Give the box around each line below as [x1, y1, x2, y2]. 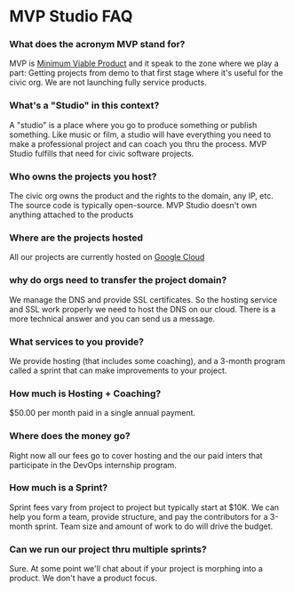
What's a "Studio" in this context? [9, 100, 160, 112]
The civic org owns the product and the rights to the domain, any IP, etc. [9, 191, 274, 201]
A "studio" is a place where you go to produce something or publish [9, 119, 258, 130]
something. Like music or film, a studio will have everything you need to [9, 129, 272, 140]
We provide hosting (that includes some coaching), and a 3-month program [9, 355, 286, 366]
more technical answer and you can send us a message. [9, 313, 216, 324]
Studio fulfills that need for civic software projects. [9, 148, 195, 158]
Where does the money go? [9, 430, 131, 442]
